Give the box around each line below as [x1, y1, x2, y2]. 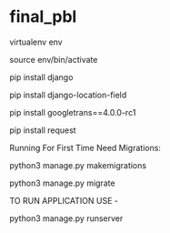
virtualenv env [9, 36, 63, 47]
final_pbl [9, 6, 77, 27]
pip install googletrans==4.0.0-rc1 [9, 106, 136, 117]
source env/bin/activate [9, 54, 98, 65]
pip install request [9, 125, 76, 136]
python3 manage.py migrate [9, 177, 115, 188]
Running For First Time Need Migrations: [9, 142, 162, 153]
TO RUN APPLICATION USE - [9, 195, 118, 206]
